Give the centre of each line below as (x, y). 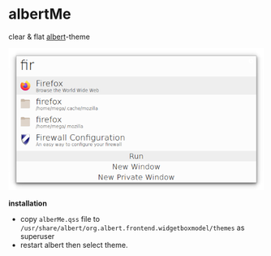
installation (28, 203)
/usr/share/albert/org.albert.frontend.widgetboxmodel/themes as (132, 228)
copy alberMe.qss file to (60, 219)
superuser (37, 236)
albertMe (40, 14)
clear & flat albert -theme (49, 37)
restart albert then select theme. (74, 245)
